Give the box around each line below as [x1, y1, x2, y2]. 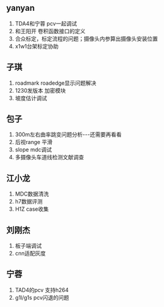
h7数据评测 [14, 198, 43, 205]
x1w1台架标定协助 [14, 42, 59, 50]
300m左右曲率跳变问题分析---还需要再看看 [14, 131, 122, 138]
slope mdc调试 [14, 146, 52, 153]
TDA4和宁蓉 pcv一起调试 [14, 19, 77, 27]
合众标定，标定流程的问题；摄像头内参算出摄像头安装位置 [14, 35, 158, 42]
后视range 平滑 [14, 139, 52, 146]
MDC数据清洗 [14, 190, 49, 197]
